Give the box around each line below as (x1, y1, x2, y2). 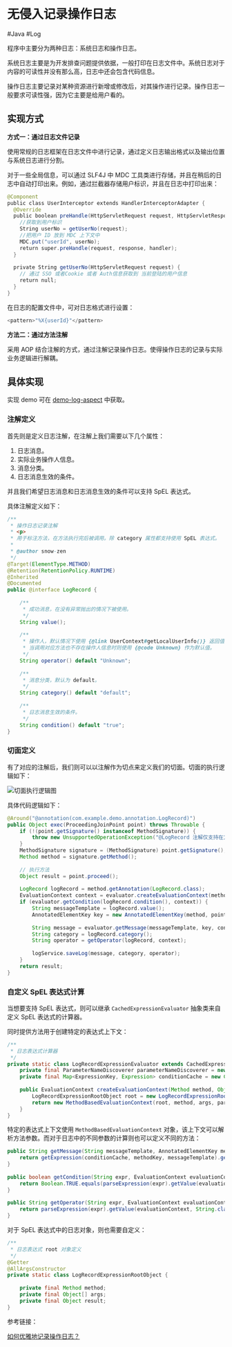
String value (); (19, 618, 67, 625)
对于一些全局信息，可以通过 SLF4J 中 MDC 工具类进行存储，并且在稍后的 (7, 170, 216, 179)
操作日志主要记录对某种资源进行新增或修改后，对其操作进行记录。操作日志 (7, 82, 219, 90)
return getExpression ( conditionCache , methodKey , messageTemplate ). (19, 1154, 221, 1161)
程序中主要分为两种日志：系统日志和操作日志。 (7, 44, 140, 52)
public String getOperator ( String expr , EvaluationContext (7, 1199, 181, 1206)
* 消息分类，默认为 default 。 (22, 677, 100, 684)
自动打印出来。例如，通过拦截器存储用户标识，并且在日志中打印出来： (19, 179, 219, 188)
